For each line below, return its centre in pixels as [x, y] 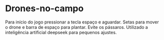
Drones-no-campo [44, 9]
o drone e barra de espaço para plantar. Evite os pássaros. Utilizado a [77, 27]
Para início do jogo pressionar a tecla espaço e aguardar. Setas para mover [82, 22]
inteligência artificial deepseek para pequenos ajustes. [61, 32]
